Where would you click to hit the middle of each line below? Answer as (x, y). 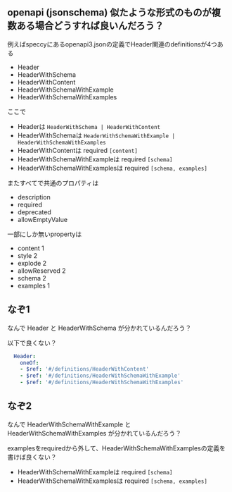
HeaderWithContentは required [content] (78, 150)
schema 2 (32, 278)
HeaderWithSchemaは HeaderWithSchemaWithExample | (96, 135)
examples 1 (34, 285)
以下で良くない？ (32, 343)
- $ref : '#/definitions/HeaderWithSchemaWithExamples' (102, 383)
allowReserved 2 (41, 271)
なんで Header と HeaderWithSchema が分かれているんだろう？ (99, 328)
